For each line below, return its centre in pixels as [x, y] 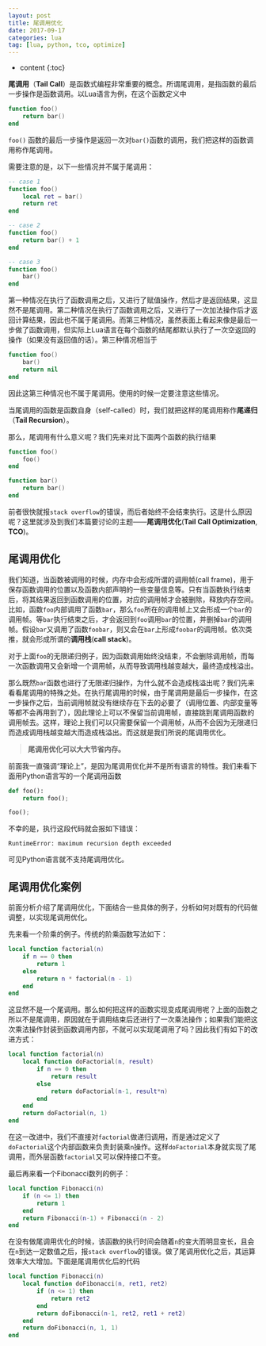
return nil [40, 370]
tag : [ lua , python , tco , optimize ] [67, 45]
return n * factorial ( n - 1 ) [85, 979]
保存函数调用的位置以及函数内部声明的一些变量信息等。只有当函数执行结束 [129, 589]
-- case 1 [25, 182]
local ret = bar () [53, 196]
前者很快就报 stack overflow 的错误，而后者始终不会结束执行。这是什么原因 [130, 512]
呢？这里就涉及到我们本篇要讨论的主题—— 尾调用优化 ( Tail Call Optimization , [133, 521]
